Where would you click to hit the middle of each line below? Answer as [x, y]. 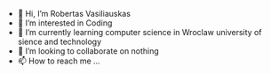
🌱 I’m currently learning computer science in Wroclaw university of [139, 32]
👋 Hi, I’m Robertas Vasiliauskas [74, 14]
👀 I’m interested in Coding [65, 23]
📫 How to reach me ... [59, 61]
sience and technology [60, 41]
